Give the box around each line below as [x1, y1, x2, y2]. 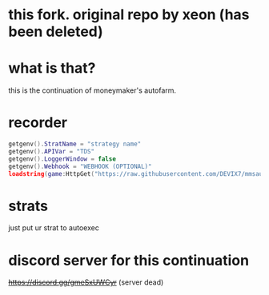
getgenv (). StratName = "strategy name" [8, 140, 142, 149]
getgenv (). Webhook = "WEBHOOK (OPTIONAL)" [8, 162, 152, 170]
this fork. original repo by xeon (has [8, 6, 250, 24]
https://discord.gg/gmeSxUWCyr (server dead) [8, 277, 164, 287]
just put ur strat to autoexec [8, 223, 100, 233]
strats [8, 197, 48, 215]
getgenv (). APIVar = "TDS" [8, 147, 94, 155]
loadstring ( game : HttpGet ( [8, 169, 94, 177]
